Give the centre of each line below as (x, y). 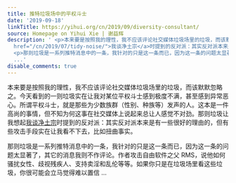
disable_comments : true (42, 66)
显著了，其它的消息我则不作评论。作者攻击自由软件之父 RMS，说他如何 (123, 155)
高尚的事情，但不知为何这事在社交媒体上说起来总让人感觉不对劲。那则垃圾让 (118, 113)
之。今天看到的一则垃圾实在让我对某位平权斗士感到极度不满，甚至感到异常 (115, 96)
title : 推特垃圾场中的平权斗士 (47, 14)
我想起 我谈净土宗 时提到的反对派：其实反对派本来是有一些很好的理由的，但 (115, 122)
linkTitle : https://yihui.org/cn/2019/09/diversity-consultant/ (103, 27)
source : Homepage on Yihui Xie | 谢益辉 (66, 33)
